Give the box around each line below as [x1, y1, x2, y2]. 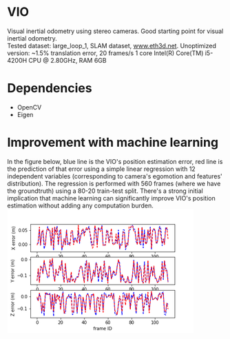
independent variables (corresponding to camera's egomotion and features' [7, 172, 222, 180]
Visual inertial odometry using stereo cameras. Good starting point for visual [7, 27, 224, 35]
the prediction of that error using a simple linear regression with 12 [7, 165, 196, 173]
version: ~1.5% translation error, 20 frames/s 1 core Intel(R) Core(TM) [7, 49, 204, 57]
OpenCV [17, 103, 42, 111]
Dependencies [7, 81, 92, 96]
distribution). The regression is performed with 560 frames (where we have [7, 179, 221, 187]
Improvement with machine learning [7, 135, 219, 150]
